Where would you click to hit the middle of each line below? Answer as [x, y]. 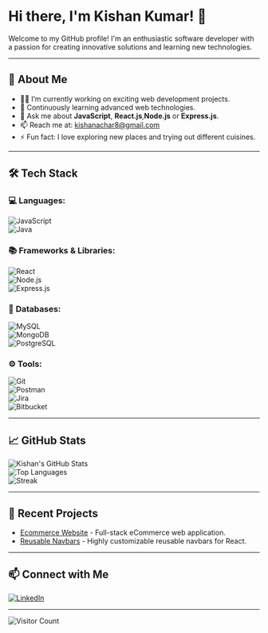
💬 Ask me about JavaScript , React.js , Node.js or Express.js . [119, 116]
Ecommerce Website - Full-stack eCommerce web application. [122, 532]
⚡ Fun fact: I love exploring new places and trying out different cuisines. [138, 137]
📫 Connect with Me [59, 575]
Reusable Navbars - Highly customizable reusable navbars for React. [133, 541]
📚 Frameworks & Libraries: [62, 251]
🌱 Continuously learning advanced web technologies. [108, 107]
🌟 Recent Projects [53, 514]
